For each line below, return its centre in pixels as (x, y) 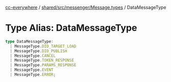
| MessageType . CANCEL (33, 56)
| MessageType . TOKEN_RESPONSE (42, 61)
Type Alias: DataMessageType (71, 28)
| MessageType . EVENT (32, 70)
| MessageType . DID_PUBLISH (39, 51)
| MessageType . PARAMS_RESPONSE (43, 65)
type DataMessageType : (29, 41)
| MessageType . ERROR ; (33, 75)
